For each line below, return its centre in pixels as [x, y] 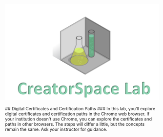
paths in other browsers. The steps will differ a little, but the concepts [75, 124]
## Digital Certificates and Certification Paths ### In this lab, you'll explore [80, 108]
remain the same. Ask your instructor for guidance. [56, 129]
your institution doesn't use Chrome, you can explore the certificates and [79, 119]
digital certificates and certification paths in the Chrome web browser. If [77, 114]
